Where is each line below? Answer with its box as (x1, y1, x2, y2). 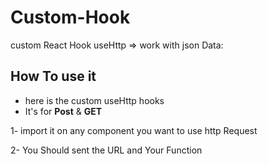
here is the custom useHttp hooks (24, 94, 165, 106)
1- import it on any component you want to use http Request (10, 124, 258, 136)
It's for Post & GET (24, 105, 103, 117)
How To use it (10, 68, 97, 85)
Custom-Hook (10, 6, 131, 29)
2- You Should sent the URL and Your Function (10, 144, 203, 156)
